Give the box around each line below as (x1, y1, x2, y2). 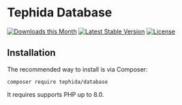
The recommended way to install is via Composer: (7, 65, 148, 73)
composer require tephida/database (7, 78, 108, 85)
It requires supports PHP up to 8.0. (7, 90, 104, 98)
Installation (7, 47, 56, 59)
